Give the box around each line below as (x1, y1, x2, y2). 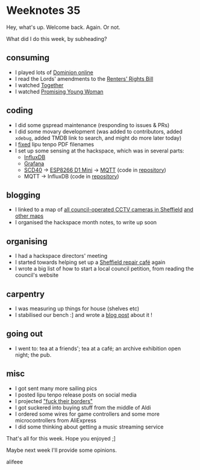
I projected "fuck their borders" (14, 397, 93, 404)
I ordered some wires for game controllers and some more (14, 410, 160, 418)
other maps (14, 212, 44, 220)
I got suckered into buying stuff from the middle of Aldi (14, 404, 151, 411)
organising (6, 236, 48, 246)
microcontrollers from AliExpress (14, 416, 96, 424)
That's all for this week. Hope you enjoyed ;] (6, 434, 116, 442)
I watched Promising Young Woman (14, 88, 104, 95)
